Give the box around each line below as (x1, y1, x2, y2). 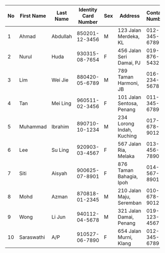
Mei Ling (51, 100, 72, 107)
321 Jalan (117, 207, 141, 214)
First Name (20, 12, 47, 19)
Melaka (117, 153, 135, 159)
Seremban (117, 199, 142, 206)
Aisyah (51, 170, 67, 176)
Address (119, 12, 140, 19)
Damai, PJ (117, 59, 141, 66)
